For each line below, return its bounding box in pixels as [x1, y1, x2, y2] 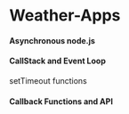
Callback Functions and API [9, 95, 114, 107]
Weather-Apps [9, 5, 121, 26]
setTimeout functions [9, 75, 87, 85]
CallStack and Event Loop [9, 55, 107, 67]
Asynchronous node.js [9, 35, 96, 45]
